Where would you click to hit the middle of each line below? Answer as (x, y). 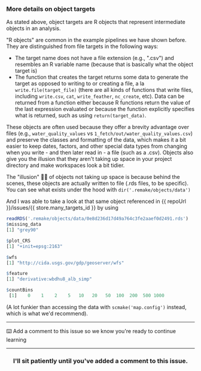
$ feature (17, 274)
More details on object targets (51, 9)
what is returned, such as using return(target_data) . (80, 115)
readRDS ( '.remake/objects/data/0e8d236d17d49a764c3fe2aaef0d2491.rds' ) (97, 219)
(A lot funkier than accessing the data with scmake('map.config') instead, (96, 307)
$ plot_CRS (19, 241)
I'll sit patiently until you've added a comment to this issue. (100, 361)
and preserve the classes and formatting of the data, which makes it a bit (96, 140)
